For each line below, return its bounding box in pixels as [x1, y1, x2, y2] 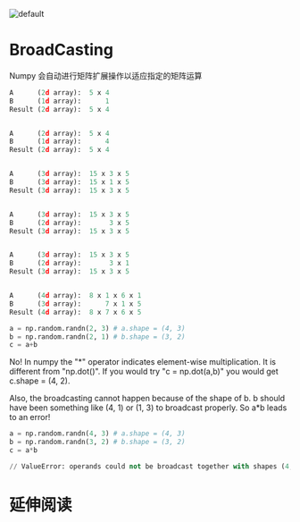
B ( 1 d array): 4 [9, 137, 110, 147]
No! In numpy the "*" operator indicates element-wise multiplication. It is [9, 357, 277, 367]
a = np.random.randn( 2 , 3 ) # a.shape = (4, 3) [9, 324, 186, 333]
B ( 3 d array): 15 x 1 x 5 [9, 178, 129, 187]
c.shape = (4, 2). [9, 375, 71, 386]
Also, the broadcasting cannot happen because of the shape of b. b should [9, 393, 286, 404]
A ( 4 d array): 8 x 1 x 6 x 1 [9, 291, 142, 300]
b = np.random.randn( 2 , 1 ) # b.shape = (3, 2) [9, 332, 186, 341]
